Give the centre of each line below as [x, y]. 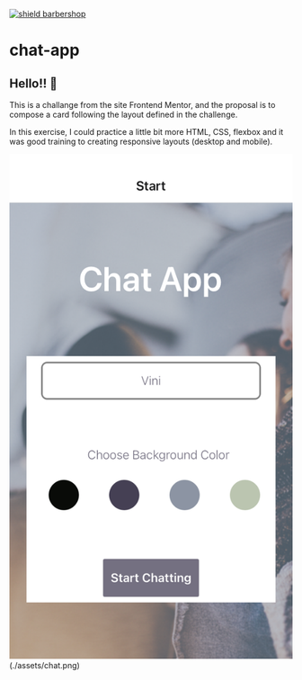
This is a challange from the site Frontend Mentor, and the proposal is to [142, 105]
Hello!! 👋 [34, 83]
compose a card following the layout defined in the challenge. [124, 114]
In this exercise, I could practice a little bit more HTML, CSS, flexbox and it [147, 132]
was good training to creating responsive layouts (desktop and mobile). [141, 141]
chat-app [44, 50]
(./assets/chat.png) [45, 665]
